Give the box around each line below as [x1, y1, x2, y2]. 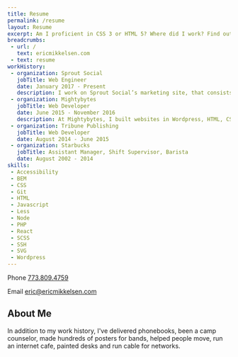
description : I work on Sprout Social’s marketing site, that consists [16, 89, 233, 96]
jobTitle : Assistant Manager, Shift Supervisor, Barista [16, 149, 189, 156]
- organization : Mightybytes [10, 96, 97, 103]
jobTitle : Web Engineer [16, 76, 87, 84]
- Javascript [10, 201, 50, 209]
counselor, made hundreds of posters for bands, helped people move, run [7, 334, 223, 342]
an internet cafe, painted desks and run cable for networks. [7, 341, 181, 350]
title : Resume [7, 10, 50, 18]
